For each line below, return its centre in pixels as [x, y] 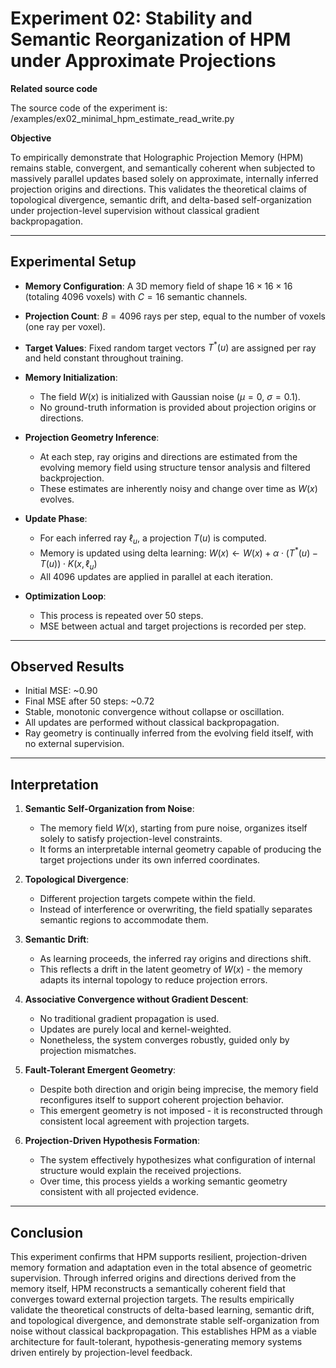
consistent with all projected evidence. [119, 1192]
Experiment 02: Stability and [131, 18]
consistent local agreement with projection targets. [144, 1121]
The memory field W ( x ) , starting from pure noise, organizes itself [173, 828]
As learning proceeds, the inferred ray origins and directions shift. [175, 959]
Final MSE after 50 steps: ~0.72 [89, 701]
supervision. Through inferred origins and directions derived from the [153, 1278]
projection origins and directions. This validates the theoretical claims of [159, 189]
